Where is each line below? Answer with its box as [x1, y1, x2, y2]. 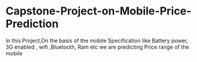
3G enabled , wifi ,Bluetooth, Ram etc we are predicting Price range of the [5, 43, 190, 51]
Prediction [5, 17, 59, 31]
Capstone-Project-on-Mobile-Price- [5, 4, 192, 18]
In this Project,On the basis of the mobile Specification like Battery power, [5, 37, 189, 44]
